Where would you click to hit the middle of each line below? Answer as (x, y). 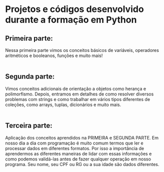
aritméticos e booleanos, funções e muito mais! (54, 55)
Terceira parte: (29, 126)
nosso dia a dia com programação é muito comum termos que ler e (74, 143)
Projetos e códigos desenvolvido (74, 9)
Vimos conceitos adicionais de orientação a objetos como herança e (76, 88)
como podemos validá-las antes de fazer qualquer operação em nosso (78, 159)
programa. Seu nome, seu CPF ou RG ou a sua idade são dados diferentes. (82, 164)
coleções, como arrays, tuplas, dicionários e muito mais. (63, 104)
